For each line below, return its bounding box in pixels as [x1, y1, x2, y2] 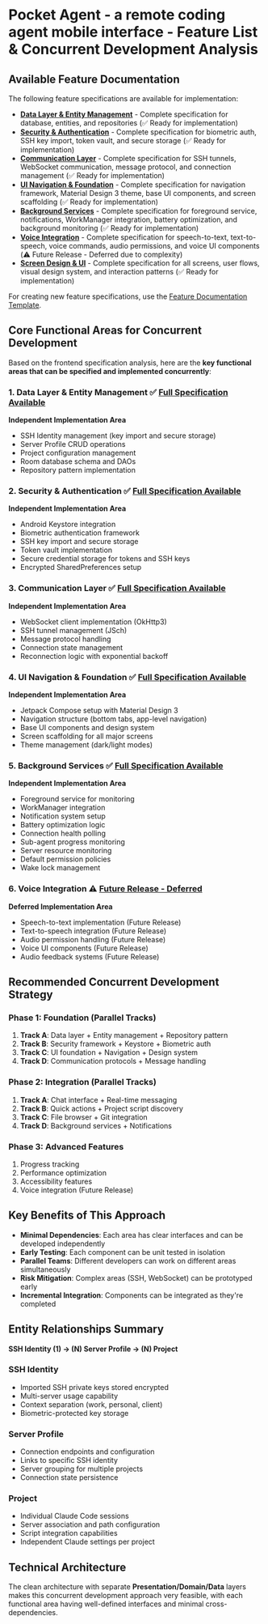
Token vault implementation [19, 545, 113, 555]
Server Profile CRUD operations [19, 440, 126, 449]
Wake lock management [19, 863, 101, 873]
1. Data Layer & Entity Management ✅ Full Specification [8, 386, 228, 397]
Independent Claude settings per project [19, 1537, 155, 1547]
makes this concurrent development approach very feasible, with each [8, 1591, 244, 1601]
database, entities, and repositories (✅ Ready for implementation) [19, 118, 238, 127]
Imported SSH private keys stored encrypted [19, 1382, 170, 1392]
